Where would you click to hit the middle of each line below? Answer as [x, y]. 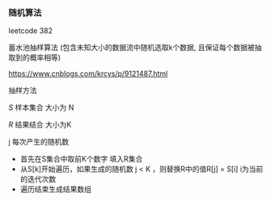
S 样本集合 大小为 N [41, 107]
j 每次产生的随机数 [39, 142]
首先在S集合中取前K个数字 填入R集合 [81, 159]
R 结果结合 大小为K [40, 125]
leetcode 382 [31, 31]
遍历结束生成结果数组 [55, 189]
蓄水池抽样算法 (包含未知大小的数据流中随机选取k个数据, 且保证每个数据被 [131, 48]
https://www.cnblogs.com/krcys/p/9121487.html [88, 73]
